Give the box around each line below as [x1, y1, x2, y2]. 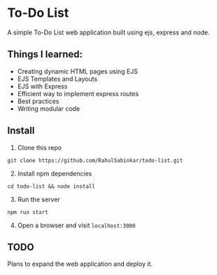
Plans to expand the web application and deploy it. [7, 260, 153, 268]
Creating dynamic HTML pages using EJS [17, 67, 139, 75]
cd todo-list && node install [7, 182, 96, 190]
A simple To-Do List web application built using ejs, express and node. [7, 28, 210, 36]
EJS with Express [17, 82, 68, 90]
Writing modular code [17, 104, 80, 113]
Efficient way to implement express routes [17, 89, 139, 98]
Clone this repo [17, 143, 62, 152]
